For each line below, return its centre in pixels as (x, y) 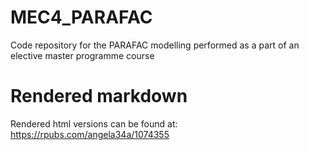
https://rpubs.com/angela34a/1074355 (90, 134)
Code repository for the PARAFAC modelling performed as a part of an (155, 45)
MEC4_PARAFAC (81, 17)
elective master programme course (82, 55)
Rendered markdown (99, 96)
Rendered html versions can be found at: (94, 123)
